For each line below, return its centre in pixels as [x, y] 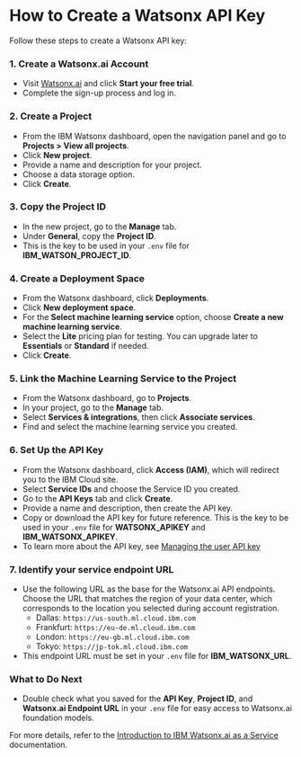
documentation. [39, 745]
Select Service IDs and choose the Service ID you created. [131, 489]
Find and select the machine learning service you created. [130, 427]
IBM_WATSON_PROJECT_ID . [77, 255]
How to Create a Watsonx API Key [137, 16]
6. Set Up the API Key [56, 450]
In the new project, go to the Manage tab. [99, 227]
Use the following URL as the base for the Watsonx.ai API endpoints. [149, 589]
